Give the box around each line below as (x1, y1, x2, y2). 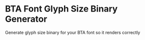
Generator (5, 13, 47, 25)
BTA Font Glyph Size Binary (5, 3, 118, 14)
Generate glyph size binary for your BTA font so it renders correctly (5, 29, 141, 35)
